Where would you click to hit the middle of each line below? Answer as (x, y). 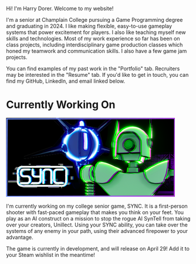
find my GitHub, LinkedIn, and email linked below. (66, 81)
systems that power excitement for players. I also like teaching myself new (96, 32)
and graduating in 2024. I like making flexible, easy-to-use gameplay (89, 26)
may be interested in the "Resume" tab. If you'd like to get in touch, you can (97, 75)
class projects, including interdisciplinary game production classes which (94, 45)
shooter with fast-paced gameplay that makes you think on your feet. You (95, 212)
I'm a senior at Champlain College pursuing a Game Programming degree (94, 20)
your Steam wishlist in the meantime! (51, 255)
